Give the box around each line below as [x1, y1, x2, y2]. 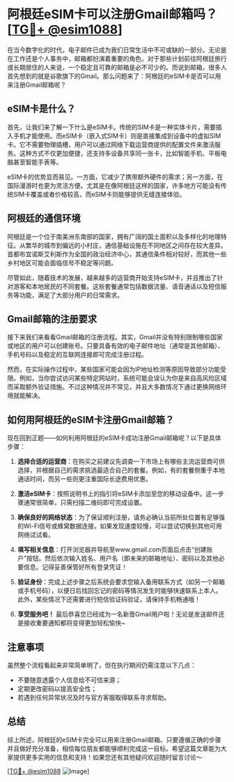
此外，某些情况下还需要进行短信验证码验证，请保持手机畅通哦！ [17, 595, 201, 604]
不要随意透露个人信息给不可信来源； [17, 676, 122, 684]
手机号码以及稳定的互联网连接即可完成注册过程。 [7, 351, 148, 359]
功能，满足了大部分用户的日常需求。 [19, 290, 123, 299]
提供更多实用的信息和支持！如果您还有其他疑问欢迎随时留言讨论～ [13, 753, 203, 761]
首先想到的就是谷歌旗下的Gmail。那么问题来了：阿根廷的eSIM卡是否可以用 [7, 71, 221, 80]
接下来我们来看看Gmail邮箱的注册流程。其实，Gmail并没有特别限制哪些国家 [7, 333, 223, 341]
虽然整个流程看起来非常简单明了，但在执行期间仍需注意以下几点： [7, 661, 196, 669]
